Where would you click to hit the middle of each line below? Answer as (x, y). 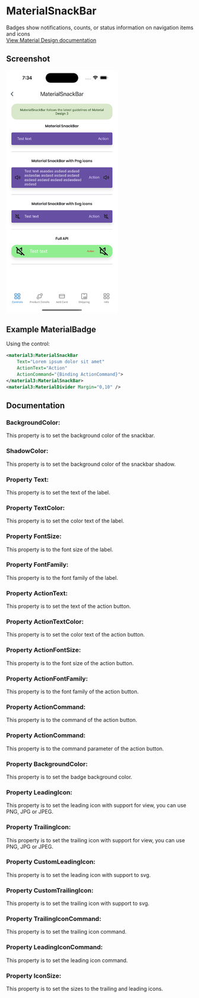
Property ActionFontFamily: (47, 678)
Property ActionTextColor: (45, 622)
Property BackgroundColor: (47, 764)
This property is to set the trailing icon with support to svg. (78, 903)
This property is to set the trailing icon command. (66, 932)
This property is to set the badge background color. (69, 777)
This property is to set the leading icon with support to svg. (78, 875)
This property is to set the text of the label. (59, 492)
